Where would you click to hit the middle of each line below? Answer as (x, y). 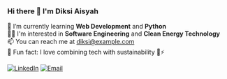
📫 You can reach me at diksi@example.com (71, 42)
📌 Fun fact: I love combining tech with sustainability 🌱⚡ (86, 52)
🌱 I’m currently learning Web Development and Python (87, 27)
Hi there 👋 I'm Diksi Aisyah (53, 11)
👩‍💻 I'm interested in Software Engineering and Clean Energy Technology (113, 34)
